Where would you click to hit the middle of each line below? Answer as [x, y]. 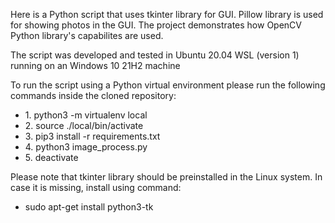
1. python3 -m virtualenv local [86, 115]
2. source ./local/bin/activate [84, 125]
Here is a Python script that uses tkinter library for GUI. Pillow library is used [167, 14]
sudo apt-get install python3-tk [89, 207]
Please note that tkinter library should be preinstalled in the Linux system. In [166, 177]
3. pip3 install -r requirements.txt [92, 136]
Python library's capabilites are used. [87, 35]
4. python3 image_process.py [86, 147]
